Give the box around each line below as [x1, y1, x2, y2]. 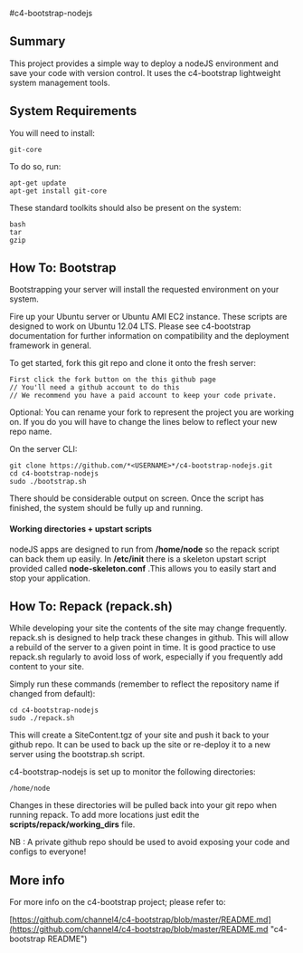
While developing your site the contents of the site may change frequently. [9, 622, 288, 633]
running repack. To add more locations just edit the [9, 810, 200, 821]
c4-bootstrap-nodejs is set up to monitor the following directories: [9, 766, 256, 777]
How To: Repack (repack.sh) [9, 599, 174, 614]
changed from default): [9, 688, 96, 699]
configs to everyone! [9, 846, 87, 857]
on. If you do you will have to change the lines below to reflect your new [9, 417, 278, 428]
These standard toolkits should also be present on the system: [9, 202, 241, 213]
